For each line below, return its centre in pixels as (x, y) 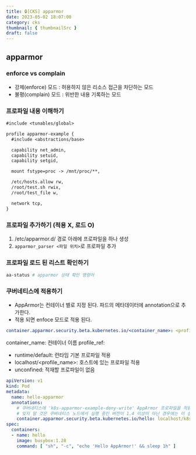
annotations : (27, 402)
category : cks (23, 22)
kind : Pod (18, 387)
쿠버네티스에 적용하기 (34, 291)
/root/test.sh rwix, (36, 188)
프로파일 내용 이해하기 (35, 111)
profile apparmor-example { (40, 134)
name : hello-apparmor (38, 397)
